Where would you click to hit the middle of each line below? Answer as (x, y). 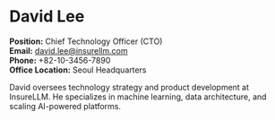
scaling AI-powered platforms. (65, 106)
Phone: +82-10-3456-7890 (60, 60)
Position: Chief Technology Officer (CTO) (86, 41)
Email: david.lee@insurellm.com (69, 50)
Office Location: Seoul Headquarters (78, 70)
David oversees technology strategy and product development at (129, 87)
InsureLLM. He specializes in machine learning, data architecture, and (138, 97)
